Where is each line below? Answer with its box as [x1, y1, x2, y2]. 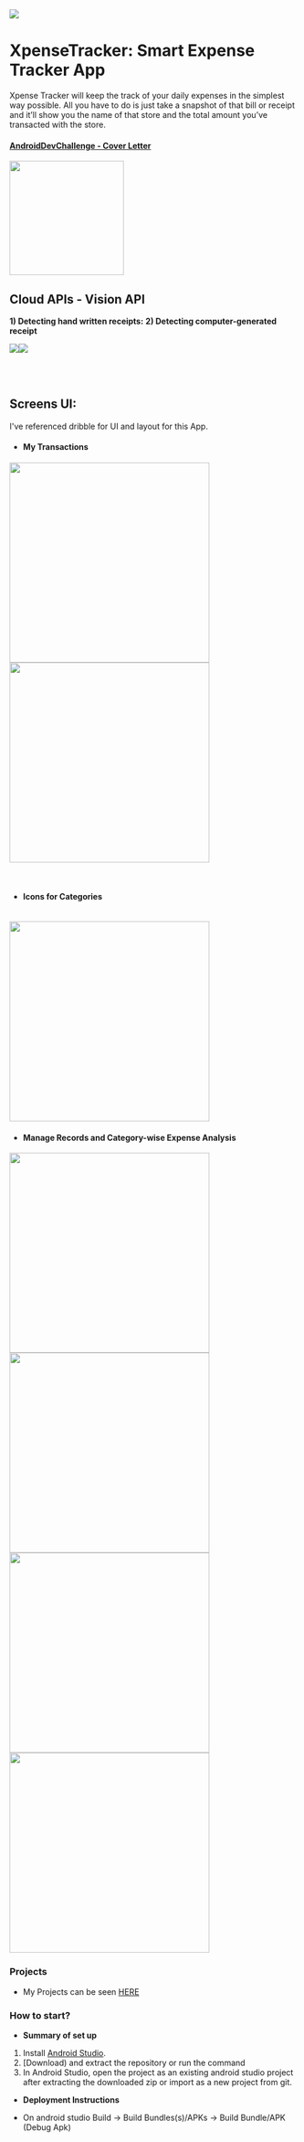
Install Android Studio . [22, 2047, 107, 2058]
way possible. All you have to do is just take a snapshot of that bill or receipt [9, 100, 295, 111]
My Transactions [22, 442, 89, 453]
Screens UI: [9, 397, 78, 412]
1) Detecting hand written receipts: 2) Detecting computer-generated [9, 315, 277, 326]
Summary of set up [22, 2030, 98, 2041]
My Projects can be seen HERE [22, 1986, 140, 1997]
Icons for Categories [22, 890, 103, 901]
